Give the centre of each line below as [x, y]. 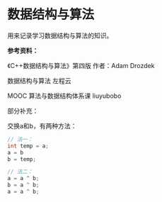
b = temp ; [22, 159]
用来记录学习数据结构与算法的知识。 [60, 35]
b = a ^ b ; [23, 185]
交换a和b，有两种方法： [42, 125]
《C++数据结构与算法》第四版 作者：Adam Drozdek [81, 65]
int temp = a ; [28, 146]
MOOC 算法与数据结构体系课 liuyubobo [64, 96]
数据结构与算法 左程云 [39, 80]
